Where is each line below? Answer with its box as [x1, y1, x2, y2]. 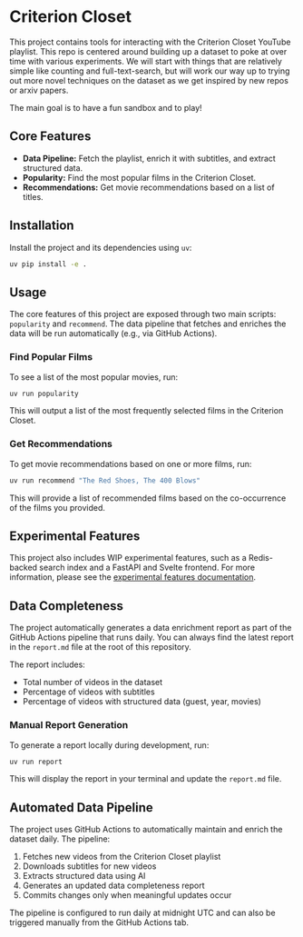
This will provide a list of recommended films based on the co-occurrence [9, 493, 287, 503]
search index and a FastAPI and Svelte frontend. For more [39, 562, 256, 573]
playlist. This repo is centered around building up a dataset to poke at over [9, 45, 288, 56]
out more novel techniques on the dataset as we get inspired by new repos [9, 75, 288, 85]
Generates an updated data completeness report [22, 880, 206, 892]
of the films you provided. [9, 502, 106, 513]
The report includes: [9, 659, 86, 670]
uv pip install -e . [9, 259, 88, 269]
